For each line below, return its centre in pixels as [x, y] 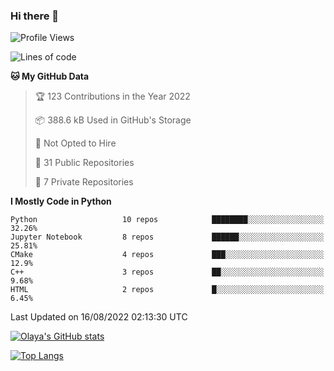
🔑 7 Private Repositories [84, 182]
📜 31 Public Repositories [84, 163]
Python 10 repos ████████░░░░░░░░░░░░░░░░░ [167, 220]
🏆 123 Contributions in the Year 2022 [112, 96]
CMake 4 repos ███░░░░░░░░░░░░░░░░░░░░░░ [167, 255]
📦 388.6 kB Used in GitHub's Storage [113, 120]
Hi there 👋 [35, 16]
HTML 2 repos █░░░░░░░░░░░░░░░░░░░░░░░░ [167, 290]
